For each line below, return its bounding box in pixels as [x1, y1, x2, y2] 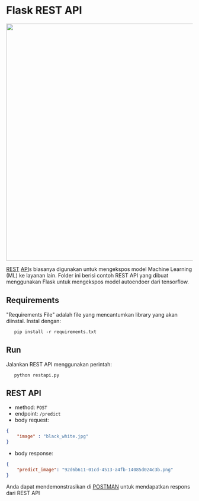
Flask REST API [6, 4, 82, 17]
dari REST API [6, 489, 40, 496]
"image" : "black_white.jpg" [17, 433, 89, 439]
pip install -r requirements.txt [14, 328, 97, 335]
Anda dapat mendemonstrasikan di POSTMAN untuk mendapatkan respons [6, 483, 191, 490]
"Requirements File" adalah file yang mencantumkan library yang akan [6, 311, 178, 318]
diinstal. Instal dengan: [6, 317, 61, 324]
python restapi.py [14, 372, 60, 378]
